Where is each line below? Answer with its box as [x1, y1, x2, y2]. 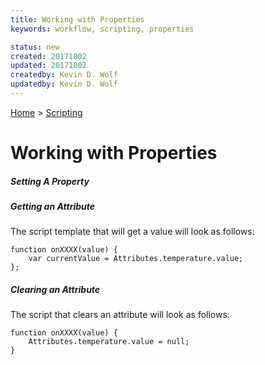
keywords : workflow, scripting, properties [10, 24, 195, 34]
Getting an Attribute [10, 201, 96, 213]
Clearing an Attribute [10, 284, 101, 295]
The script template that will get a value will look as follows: [10, 226, 255, 238]
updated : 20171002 [10, 61, 87, 71]
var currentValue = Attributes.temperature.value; [28, 254, 244, 264]
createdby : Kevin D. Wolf [10, 70, 118, 80]
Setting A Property [10, 175, 90, 187]
